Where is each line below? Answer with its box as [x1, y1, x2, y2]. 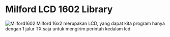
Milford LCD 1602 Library [5, 4, 113, 15]
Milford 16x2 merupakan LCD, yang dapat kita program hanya [36, 20, 165, 26]
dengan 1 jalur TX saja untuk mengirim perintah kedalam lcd [5, 25, 131, 31]
